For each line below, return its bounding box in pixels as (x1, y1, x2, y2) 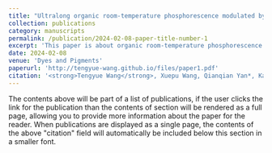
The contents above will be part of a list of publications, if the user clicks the (8, 93, 263, 103)
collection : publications (8, 19, 96, 27)
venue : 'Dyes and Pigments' (8, 57, 104, 65)
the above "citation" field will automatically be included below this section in (8, 128, 262, 138)
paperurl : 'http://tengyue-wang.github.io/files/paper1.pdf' (8, 64, 219, 72)
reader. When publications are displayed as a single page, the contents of (8, 119, 254, 129)
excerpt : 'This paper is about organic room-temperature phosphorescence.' (8, 42, 270, 50)
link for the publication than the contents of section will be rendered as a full (8, 102, 262, 112)
